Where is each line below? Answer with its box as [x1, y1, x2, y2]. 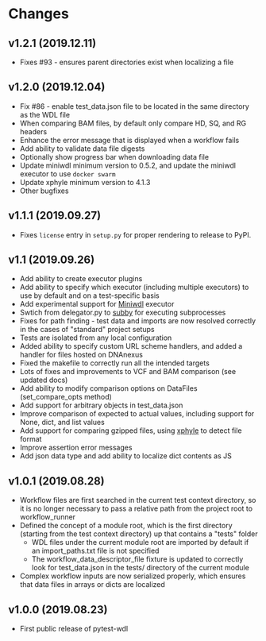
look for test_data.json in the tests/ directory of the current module [31, 563, 250, 573]
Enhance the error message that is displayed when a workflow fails [19, 135, 240, 145]
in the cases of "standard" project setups [19, 325, 155, 334]
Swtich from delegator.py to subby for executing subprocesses [19, 307, 226, 318]
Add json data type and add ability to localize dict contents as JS [19, 451, 232, 461]
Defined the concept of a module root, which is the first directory [19, 521, 233, 531]
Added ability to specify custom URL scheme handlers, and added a [19, 342, 243, 351]
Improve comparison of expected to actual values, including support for [19, 409, 255, 419]
